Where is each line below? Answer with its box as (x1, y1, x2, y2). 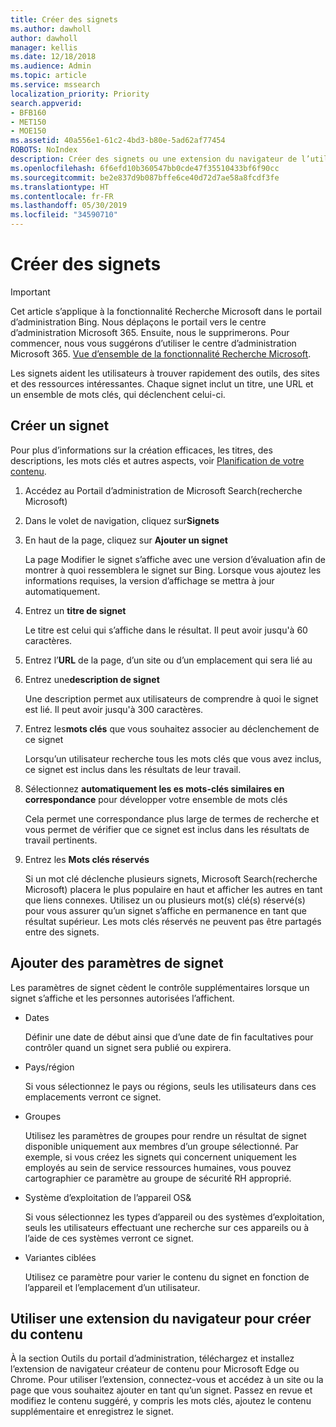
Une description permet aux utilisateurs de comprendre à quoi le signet (24, 692, 319, 705)
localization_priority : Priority (10, 89, 150, 99)
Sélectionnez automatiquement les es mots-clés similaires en (24, 782, 285, 795)
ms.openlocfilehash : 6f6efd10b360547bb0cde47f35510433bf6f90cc (10, 163, 280, 173)
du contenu (10, 1326, 83, 1343)
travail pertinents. (24, 834, 98, 846)
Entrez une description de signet (24, 673, 160, 685)
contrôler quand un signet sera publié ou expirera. (24, 1041, 232, 1053)
